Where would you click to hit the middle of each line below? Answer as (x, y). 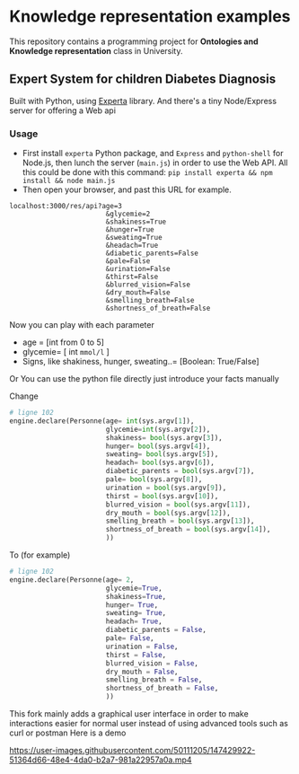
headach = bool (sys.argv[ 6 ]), (160, 463)
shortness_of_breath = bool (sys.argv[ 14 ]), (188, 530)
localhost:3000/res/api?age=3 (66, 207)
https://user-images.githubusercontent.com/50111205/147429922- (132, 751)
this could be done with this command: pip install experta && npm (147, 172)
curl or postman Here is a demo (68, 733)
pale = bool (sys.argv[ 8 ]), (154, 479)
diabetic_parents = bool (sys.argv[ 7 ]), (180, 471)
